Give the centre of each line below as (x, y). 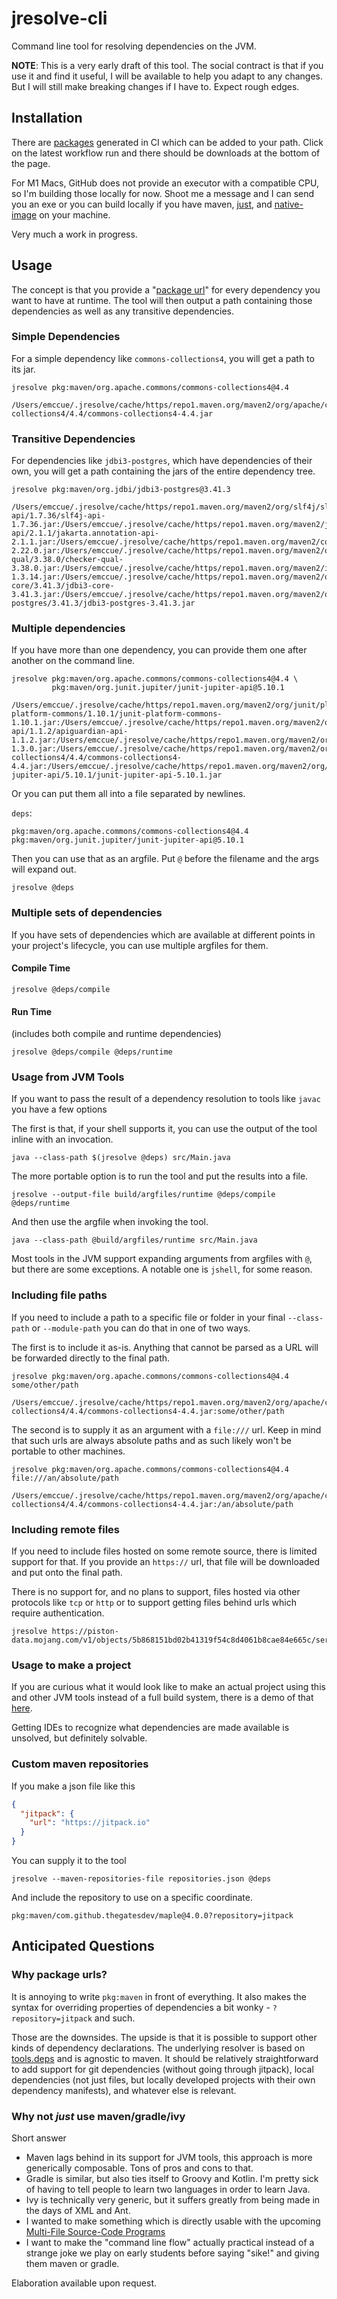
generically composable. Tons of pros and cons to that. (139, 2168)
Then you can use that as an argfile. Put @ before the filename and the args (165, 859)
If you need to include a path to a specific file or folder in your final (148, 1317)
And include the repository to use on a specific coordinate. (132, 1898)
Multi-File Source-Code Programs (95, 2231)
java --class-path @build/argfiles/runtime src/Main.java (134, 1240)
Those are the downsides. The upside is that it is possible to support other (164, 2037)
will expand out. (44, 869)
